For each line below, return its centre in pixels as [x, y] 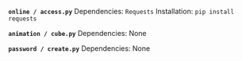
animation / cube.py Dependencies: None [77, 33]
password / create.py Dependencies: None [79, 48]
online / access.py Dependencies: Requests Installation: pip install [121, 11]
